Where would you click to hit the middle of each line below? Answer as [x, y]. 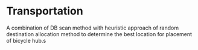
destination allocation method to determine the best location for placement [99, 34]
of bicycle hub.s [26, 40]
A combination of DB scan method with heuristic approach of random [93, 28]
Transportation [45, 11]
